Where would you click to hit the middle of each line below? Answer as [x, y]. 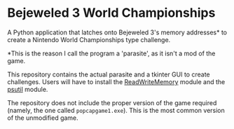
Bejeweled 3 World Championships [111, 13]
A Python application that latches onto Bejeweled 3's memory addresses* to [117, 32]
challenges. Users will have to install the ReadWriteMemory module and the [116, 81]
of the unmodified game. [43, 118]
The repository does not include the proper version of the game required [112, 102]
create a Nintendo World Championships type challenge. [89, 39]
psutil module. [28, 89]
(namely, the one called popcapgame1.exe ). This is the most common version [116, 110]
